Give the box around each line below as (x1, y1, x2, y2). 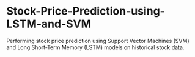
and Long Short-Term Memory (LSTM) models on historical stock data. (6, 44, 185, 51)
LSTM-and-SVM (6, 17, 92, 31)
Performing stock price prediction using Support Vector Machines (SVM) (6, 37, 189, 44)
